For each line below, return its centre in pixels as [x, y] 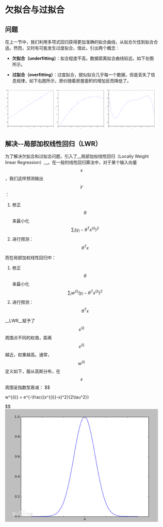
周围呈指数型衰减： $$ [27, 387]
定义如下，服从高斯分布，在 [33, 371]
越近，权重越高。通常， [28, 354]
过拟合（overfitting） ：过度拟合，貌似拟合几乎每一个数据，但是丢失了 [81, 75]
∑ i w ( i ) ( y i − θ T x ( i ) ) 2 [85, 293]
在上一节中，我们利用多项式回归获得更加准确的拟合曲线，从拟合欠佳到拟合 [79, 42]
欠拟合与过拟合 [35, 10]
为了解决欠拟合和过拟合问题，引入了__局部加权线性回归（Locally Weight [77, 156]
